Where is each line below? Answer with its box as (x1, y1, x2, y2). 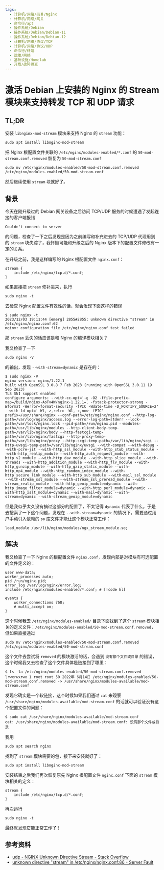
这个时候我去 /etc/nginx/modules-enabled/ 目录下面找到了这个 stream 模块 (5, 618, 155, 624)
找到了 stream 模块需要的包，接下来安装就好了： (5, 753, 102, 759)
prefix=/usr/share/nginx (5, 413, 56, 418)
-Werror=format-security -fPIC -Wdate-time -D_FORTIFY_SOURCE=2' (23, 404, 159, 409)
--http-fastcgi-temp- (59, 430, 104, 435)
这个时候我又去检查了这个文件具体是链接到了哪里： (5, 659, 108, 665)
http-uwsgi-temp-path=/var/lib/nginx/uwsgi (5, 443, 95, 448)
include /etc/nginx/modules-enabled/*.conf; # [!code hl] (5, 587, 126, 592)
